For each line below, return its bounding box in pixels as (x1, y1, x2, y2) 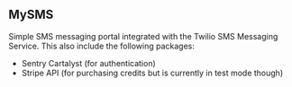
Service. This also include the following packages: (8, 40, 196, 51)
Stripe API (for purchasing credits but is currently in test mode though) (21, 67, 284, 78)
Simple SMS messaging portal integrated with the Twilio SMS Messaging (8, 30, 278, 41)
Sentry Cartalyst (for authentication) (21, 57, 157, 68)
